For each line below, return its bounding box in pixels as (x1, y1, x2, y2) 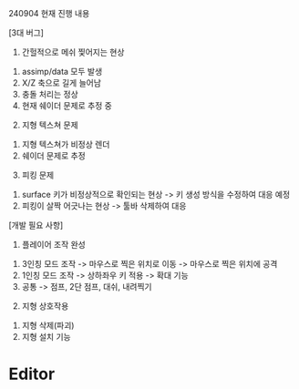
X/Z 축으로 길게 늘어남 (21, 77, 102, 88)
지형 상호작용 (21, 301, 69, 312)
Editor (8, 363, 56, 384)
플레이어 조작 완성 (21, 240, 86, 250)
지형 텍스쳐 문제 (21, 119, 78, 130)
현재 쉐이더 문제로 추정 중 (21, 100, 113, 111)
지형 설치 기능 (21, 332, 71, 342)
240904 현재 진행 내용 (8, 8, 90, 18)
